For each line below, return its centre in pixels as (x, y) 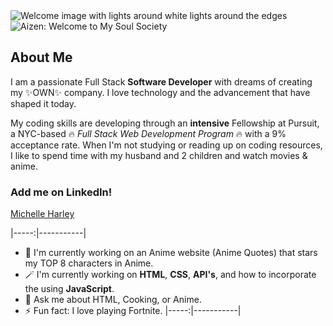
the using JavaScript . (69, 289)
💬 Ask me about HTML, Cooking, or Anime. (113, 300)
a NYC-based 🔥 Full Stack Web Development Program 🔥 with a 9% (148, 133)
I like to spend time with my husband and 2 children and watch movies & (159, 155)
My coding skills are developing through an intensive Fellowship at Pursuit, (165, 123)
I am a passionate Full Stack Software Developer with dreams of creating (161, 81)
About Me (41, 57)
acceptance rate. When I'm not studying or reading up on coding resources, (166, 145)
